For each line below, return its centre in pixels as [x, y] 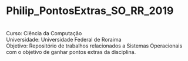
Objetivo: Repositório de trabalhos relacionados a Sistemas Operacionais [94, 46]
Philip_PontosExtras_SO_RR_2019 [90, 11]
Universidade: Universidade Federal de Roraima [64, 39]
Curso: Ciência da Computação [44, 33]
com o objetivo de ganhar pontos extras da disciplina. [71, 52]
